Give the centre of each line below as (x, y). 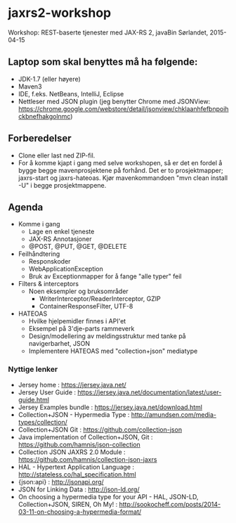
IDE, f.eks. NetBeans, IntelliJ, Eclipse (71, 93)
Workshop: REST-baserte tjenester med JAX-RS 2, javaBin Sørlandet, (108, 32)
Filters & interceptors (48, 284)
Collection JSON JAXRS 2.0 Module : (72, 452)
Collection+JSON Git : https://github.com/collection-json (100, 430)
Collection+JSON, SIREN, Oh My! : (68, 504)
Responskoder (50, 261)
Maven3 (30, 86)
